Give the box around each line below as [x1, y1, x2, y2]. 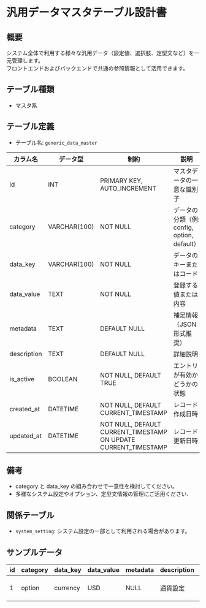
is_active [9, 374, 35, 383]
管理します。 [11, 57, 44, 64]
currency [54, 583, 81, 592]
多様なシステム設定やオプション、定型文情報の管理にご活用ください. [15, 490, 189, 498]
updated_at [9, 431, 42, 440]
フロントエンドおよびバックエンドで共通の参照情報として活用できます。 [6, 65, 189, 72]
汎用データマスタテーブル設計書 [6, 6, 167, 20]
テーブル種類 [6, 84, 55, 95]
